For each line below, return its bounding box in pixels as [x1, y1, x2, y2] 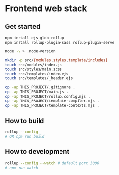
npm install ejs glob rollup [5, 35, 64, 40]
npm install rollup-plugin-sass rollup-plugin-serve [5, 40, 115, 45]
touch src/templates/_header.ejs [5, 76, 73, 81]
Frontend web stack [5, 3, 88, 14]
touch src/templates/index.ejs [5, 72, 69, 76]
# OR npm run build [5, 134, 45, 139]
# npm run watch [5, 165, 38, 170]
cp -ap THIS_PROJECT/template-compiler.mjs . [5, 99, 99, 103]
